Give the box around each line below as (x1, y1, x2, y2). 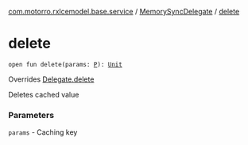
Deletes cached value (8, 90, 79, 99)
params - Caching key (8, 128, 78, 137)
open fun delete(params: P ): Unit (8, 60, 123, 68)
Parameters (8, 109, 54, 120)
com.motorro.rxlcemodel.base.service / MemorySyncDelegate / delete (8, 7, 240, 16)
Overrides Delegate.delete (8, 74, 95, 84)
